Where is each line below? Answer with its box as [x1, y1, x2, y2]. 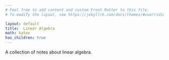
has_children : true [5, 35, 46, 40]
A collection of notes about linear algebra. [5, 49, 92, 55]
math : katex [5, 31, 30, 36]
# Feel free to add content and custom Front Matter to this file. [5, 7, 150, 13]
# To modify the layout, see [5, 12, 66, 17]
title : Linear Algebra [5, 26, 55, 31]
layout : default [5, 21, 39, 26]
